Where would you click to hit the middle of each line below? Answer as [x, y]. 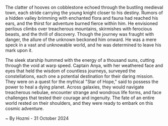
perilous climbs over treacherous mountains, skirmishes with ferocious [79, 29]
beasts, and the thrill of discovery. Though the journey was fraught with [79, 34]
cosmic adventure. [24, 109]
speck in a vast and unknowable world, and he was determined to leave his [83, 45]
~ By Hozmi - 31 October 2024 [37, 118]
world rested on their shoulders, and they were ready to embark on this [79, 103]
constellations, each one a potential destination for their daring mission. [79, 76]
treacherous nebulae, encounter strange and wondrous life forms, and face [83, 92]
